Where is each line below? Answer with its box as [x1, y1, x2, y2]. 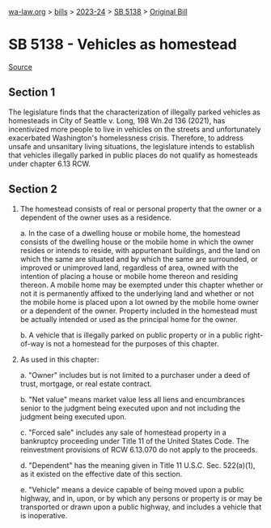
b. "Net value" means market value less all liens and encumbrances [19, 394, 245, 404]
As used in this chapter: [19, 354, 100, 364]
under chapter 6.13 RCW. [8, 158, 91, 169]
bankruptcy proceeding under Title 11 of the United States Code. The [19, 436, 249, 445]
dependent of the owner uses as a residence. [19, 212, 172, 222]
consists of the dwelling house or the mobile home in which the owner [19, 237, 255, 247]
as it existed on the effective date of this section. [19, 469, 183, 479]
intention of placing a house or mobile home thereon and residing [19, 271, 239, 281]
